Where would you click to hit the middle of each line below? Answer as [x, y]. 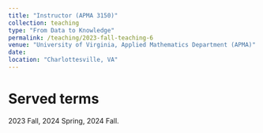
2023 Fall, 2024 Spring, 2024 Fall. [64, 120]
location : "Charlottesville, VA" [63, 60]
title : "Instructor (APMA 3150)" [63, 15]
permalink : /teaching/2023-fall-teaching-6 [81, 38]
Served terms [54, 99]
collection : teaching [44, 23]
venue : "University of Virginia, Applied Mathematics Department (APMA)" [132, 45]
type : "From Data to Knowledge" [61, 30]
